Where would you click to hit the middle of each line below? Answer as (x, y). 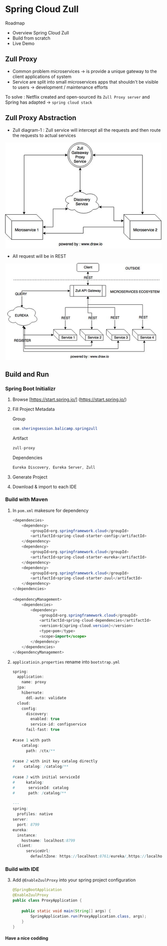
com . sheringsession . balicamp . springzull (55, 428)
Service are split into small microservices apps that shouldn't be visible (85, 82)
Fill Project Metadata (33, 409)
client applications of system (42, 77)
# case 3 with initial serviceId (46, 777)
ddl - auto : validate (46, 698)
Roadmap (15, 23)
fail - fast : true (43, 730)
